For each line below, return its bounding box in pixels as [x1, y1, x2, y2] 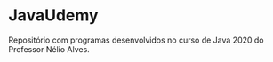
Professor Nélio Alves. [8, 43, 90, 54]
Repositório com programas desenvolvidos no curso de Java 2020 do [8, 35, 264, 45]
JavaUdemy [8, 5, 99, 26]
